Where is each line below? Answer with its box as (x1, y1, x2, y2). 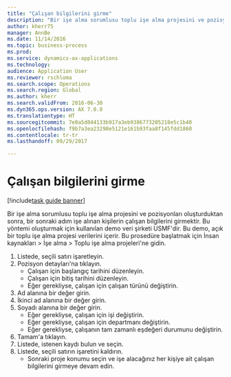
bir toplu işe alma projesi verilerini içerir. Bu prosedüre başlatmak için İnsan (7, 232, 219, 240)
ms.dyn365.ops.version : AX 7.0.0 (7, 106, 103, 113)
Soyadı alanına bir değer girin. (16, 303, 102, 312)
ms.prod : (7, 49, 32, 56)
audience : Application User (7, 67, 88, 74)
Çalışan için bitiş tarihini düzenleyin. (27, 274, 129, 283)
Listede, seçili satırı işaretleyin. (16, 252, 104, 261)
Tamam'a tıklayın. (16, 333, 67, 341)
